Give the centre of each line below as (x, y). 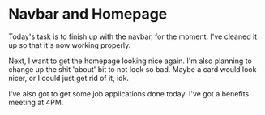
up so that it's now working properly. (70, 45)
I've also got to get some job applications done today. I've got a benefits (129, 93)
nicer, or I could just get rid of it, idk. (69, 78)
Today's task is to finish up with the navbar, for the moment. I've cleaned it (133, 36)
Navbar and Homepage (88, 14)
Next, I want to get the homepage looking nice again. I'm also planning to (130, 61)
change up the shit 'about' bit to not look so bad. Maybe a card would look (132, 69)
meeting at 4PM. (36, 102)
